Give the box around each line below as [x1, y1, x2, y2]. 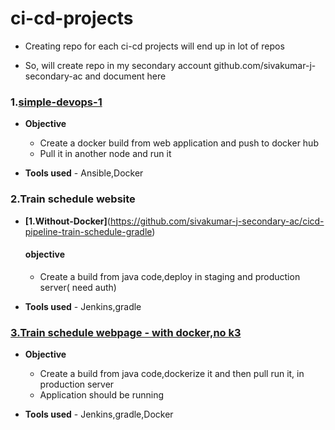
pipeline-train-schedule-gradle [24, 225, 153, 237]
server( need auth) [39, 281, 117, 293]
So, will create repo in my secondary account [24, 59, 212, 71]
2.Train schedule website [10, 192, 136, 206]
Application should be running [39, 389, 165, 401]
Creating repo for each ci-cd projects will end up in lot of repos [24, 40, 285, 52]
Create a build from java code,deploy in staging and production [39, 270, 301, 282]
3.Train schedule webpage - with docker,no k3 [10, 325, 242, 339]
